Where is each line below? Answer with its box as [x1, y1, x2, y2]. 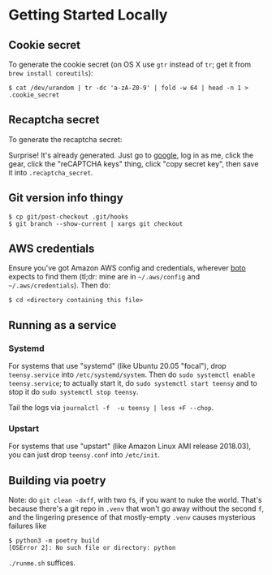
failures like [8, 521, 47, 531]
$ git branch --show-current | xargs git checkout [8, 219, 183, 228]
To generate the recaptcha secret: [8, 134, 123, 144]
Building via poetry [8, 473, 106, 487]
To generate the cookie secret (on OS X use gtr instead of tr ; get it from [8, 59, 252, 69]
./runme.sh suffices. [8, 558, 76, 568]
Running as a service [8, 318, 117, 332]
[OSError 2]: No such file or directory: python [8, 544, 176, 552]
